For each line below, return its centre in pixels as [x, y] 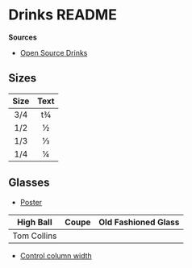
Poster [31, 202]
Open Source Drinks [54, 52]
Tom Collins [35, 236]
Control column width [56, 255]
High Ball [35, 222]
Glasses [29, 183]
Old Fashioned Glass [139, 222]
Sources [23, 37]
